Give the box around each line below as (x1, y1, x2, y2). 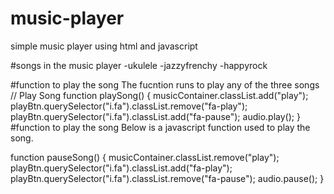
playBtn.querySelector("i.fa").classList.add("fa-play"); (10, 162, 233, 174)
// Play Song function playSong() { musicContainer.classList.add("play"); (10, 89, 309, 101)
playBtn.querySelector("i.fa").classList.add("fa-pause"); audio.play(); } (10, 110, 301, 122)
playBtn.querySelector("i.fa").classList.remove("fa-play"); (10, 100, 248, 112)
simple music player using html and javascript (10, 40, 198, 52)
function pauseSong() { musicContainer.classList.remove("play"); (10, 151, 280, 163)
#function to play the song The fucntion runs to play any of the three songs (10, 78, 320, 91)
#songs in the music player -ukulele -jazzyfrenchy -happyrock (10, 59, 268, 71)
